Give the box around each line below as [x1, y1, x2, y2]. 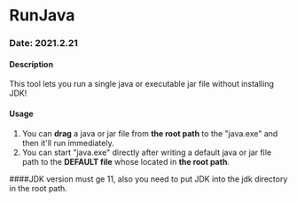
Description [9, 58, 54, 69]
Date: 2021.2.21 [9, 37, 78, 50]
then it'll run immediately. [21, 137, 114, 148]
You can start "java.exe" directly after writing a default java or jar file [21, 147, 272, 158]
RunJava [9, 5, 75, 26]
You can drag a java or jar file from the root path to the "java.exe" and [21, 128, 278, 138]
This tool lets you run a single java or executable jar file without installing [9, 79, 275, 89]
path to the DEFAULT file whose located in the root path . [21, 156, 231, 167]
